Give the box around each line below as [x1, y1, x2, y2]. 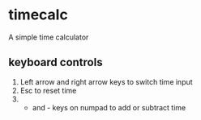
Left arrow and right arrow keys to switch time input [19, 77, 193, 86]
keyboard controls [8, 56, 103, 69]
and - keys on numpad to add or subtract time [32, 102, 186, 112]
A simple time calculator [8, 32, 89, 42]
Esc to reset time [19, 85, 77, 95]
